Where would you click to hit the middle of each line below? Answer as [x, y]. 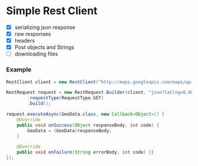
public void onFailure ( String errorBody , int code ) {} [85, 152]
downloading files [36, 54]
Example [19, 70]
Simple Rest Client [52, 11]
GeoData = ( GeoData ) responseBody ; [70, 131]
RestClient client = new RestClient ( [52, 82]
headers [25, 41]
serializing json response [45, 27]
